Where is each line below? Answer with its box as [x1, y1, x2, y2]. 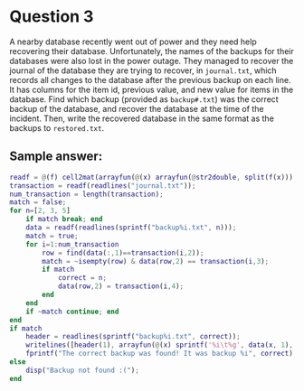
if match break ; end [25, 215, 103, 224]
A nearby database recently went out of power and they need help [9, 36, 257, 47]
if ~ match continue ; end [25, 307, 119, 316]
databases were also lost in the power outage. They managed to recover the [9, 55, 294, 66]
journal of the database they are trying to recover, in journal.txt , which [9, 65, 278, 76]
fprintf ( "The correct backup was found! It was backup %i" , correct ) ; [25, 349, 298, 358]
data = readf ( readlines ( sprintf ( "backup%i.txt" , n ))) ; [25, 223, 237, 232]
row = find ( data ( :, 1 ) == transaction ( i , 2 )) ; [42, 248, 204, 257]
